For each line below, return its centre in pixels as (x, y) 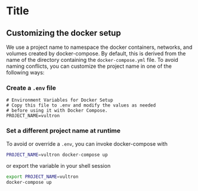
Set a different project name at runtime (64, 131)
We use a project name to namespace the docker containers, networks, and (99, 47)
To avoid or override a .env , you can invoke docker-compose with (87, 143)
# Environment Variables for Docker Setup (60, 100)
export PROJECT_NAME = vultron (42, 177)
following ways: (25, 72)
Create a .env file (31, 87)
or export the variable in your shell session (58, 166)
